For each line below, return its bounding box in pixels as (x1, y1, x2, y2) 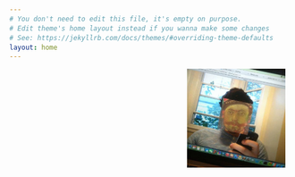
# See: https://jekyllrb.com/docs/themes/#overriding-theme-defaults (9, 33, 274, 42)
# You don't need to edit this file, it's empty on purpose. (9, 14, 242, 23)
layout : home (9, 43, 58, 52)
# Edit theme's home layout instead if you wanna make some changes (9, 23, 270, 33)
